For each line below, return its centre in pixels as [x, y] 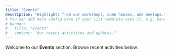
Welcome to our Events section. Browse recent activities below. [72, 47]
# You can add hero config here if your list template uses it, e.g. [80, 19]
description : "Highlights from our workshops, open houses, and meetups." [86, 14]
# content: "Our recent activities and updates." [61, 33]
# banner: [16, 24]
